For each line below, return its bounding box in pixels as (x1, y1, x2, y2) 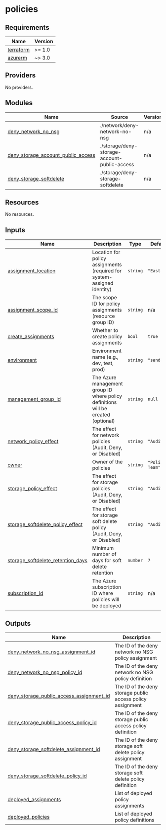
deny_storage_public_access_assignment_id (7, 693, 110, 700)
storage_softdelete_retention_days (7, 557, 88, 564)
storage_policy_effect (7, 485, 57, 492)
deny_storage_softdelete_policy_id (7, 772, 87, 779)
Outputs (5, 619, 31, 628)
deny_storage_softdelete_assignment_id (7, 746, 100, 753)
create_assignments (7, 333, 54, 340)
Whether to (92, 327, 119, 334)
